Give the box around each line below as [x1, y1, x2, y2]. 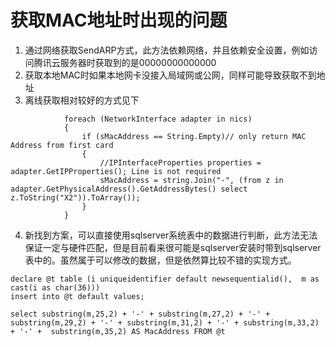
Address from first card [10, 140, 114, 150]
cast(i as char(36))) [10, 282, 101, 293]
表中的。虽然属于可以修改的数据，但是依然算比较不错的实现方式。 [24, 254, 297, 266]
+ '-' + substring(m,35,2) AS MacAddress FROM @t [10, 326, 226, 336]
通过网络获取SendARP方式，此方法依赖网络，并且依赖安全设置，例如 [24, 44, 310, 56]
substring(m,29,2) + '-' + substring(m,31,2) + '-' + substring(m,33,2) [10, 317, 320, 328]
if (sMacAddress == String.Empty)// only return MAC [81, 131, 307, 141]
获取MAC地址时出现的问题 [10, 9, 228, 32]
